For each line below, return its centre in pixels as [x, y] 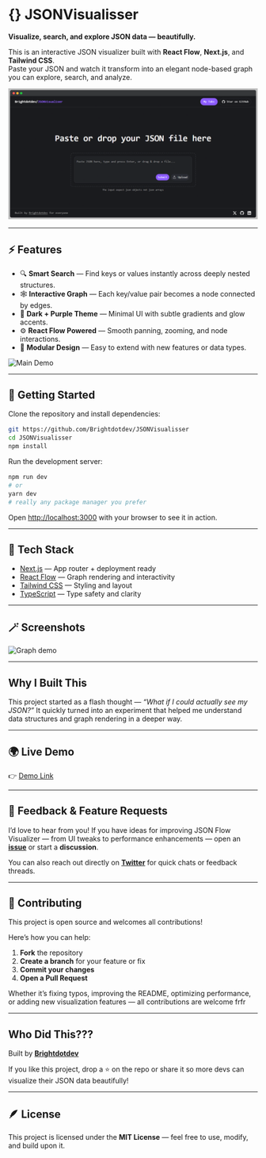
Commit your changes [57, 970]
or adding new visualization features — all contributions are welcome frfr [127, 1002]
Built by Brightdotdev [44, 1053]
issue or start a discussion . [53, 847]
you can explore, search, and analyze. [70, 77]
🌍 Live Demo [42, 752]
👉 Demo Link [31, 776]
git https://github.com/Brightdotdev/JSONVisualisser [99, 430]
